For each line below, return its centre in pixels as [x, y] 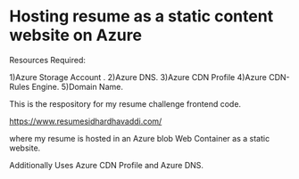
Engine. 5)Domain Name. [77, 86]
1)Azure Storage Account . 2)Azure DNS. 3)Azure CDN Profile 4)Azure [138, 77]
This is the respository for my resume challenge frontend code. [125, 103]
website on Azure [76, 35]
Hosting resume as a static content [141, 16]
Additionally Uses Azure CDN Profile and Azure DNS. [106, 165]
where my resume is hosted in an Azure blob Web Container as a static [140, 138]
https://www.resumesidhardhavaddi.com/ [86, 121]
